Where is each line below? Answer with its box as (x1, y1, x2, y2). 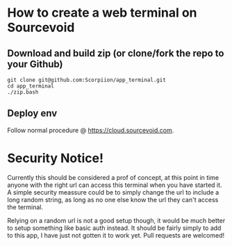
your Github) (7, 58, 63, 70)
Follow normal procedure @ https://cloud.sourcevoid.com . (7, 126, 174, 134)
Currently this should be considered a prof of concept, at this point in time (7, 173, 219, 181)
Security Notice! (7, 151, 104, 166)
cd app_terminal (7, 83, 54, 90)
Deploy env (7, 108, 58, 120)
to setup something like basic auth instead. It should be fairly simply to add (7, 224, 222, 232)
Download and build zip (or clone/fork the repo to (7, 47, 224, 59)
